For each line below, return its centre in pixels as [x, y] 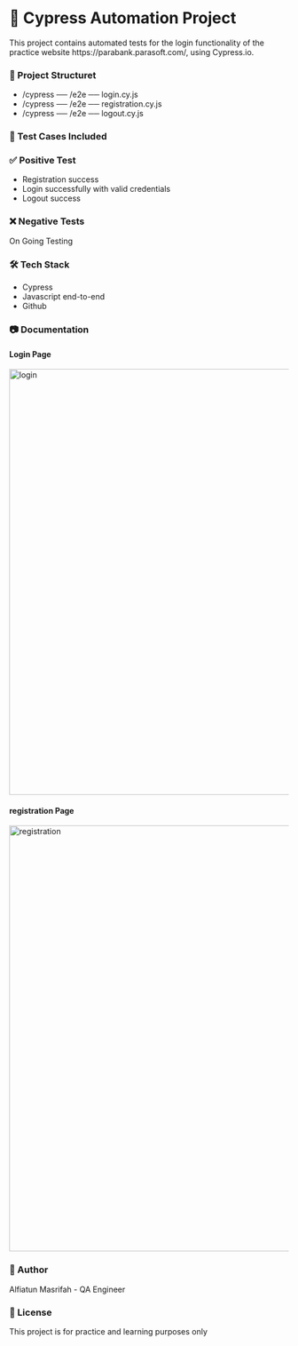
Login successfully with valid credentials [96, 189]
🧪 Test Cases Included [58, 137]
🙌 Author [29, 1270]
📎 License [31, 1312]
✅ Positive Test [43, 161]
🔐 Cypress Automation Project [123, 18]
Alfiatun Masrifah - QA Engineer [67, 1289]
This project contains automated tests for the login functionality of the [137, 43]
